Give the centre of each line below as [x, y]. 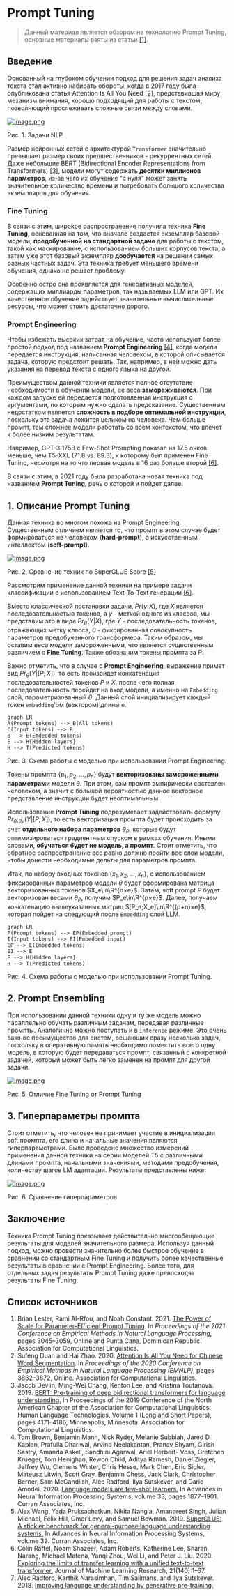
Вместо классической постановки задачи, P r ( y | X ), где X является [105, 606]
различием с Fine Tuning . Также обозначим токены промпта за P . [106, 652]
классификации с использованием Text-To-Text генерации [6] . [100, 593]
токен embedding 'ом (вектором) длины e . [67, 704]
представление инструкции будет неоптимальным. [84, 798]
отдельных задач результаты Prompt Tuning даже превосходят [101, 1272]
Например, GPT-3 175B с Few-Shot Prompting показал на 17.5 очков [107, 448]
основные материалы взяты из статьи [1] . [86, 39]
